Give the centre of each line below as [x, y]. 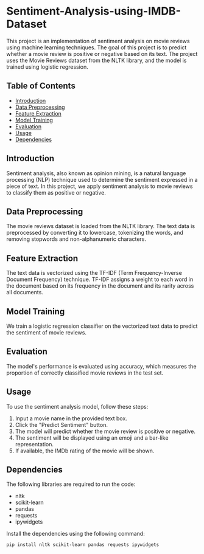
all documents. [25, 293]
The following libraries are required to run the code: [71, 484]
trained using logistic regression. [47, 67]
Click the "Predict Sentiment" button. [62, 424]
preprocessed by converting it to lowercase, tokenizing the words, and [95, 233]
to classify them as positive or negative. [56, 192]
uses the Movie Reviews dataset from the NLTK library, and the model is [97, 60]
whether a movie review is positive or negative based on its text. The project [102, 54]
